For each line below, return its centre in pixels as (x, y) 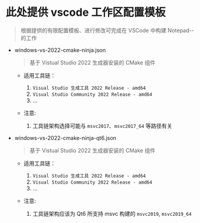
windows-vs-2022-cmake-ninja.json (60, 50)
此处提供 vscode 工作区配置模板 (86, 12)
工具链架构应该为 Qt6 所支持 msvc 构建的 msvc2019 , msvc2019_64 (112, 213)
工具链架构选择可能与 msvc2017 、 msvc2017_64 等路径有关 (102, 125)
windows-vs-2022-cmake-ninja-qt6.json (65, 138)
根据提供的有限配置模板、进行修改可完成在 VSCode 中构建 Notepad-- (107, 30)
